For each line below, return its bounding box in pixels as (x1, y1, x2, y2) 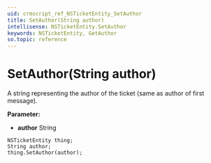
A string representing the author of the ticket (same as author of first (7, 89, 205, 98)
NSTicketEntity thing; (7, 137, 73, 144)
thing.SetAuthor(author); (7, 149, 82, 157)
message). (7, 97, 38, 105)
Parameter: (7, 110, 41, 118)
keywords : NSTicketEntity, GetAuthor (7, 29, 117, 37)
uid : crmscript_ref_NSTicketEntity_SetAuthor (7, 10, 142, 17)
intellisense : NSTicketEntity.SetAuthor (7, 23, 127, 30)
